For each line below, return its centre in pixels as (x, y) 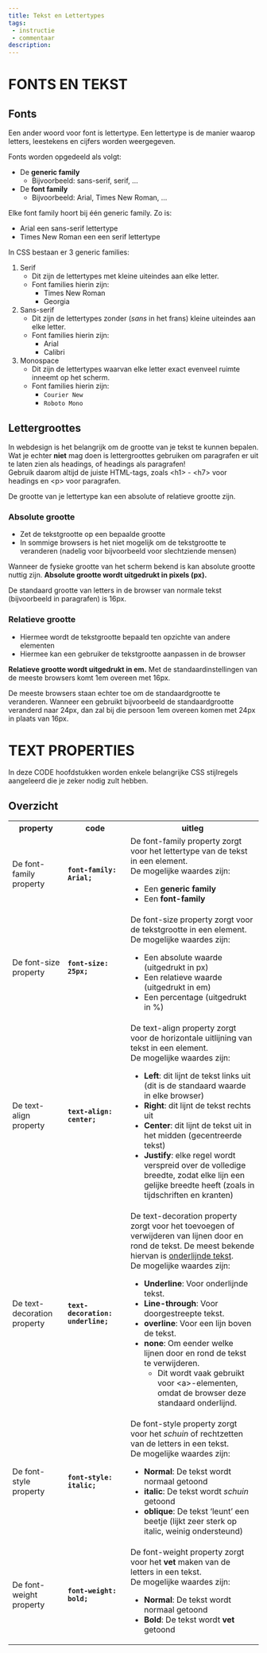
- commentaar (33, 38)
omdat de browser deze (202, 1393)
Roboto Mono (63, 404)
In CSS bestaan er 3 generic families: (69, 252)
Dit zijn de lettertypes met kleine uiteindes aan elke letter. (126, 276)
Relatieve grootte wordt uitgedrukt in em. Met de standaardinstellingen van (133, 669)
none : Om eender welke (189, 1344)
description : (30, 45)
